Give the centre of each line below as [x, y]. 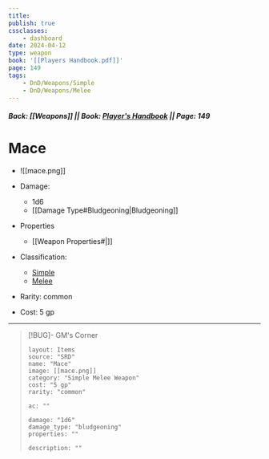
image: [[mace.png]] [62, 371]
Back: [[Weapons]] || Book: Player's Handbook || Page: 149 [109, 116]
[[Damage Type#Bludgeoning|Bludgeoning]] [105, 210]
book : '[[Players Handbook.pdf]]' [66, 61]
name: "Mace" [50, 364]
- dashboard [42, 38]
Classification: [43, 257]
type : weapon [30, 53]
